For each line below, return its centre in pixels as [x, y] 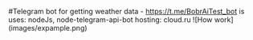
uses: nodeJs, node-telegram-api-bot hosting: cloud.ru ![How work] [121, 20]
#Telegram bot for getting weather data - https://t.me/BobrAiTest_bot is [126, 11]
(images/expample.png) [48, 28]
